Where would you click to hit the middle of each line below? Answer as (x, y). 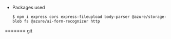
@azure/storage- (149, 17)
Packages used (28, 7)
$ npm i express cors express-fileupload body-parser (71, 17)
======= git (19, 31)
